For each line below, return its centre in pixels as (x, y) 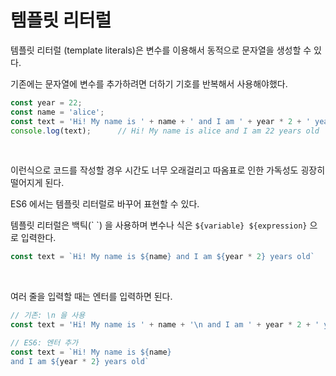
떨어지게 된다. (37, 183)
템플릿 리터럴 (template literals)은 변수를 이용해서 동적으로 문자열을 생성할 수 (161, 50)
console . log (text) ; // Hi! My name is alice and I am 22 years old (165, 131)
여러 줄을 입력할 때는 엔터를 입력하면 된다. (91, 297)
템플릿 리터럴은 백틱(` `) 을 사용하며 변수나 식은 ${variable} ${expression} (159, 225)
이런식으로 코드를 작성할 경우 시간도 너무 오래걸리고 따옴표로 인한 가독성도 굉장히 (168, 170)
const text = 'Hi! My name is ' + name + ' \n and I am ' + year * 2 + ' (165, 325)
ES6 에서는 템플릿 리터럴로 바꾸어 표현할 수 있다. (105, 204)
